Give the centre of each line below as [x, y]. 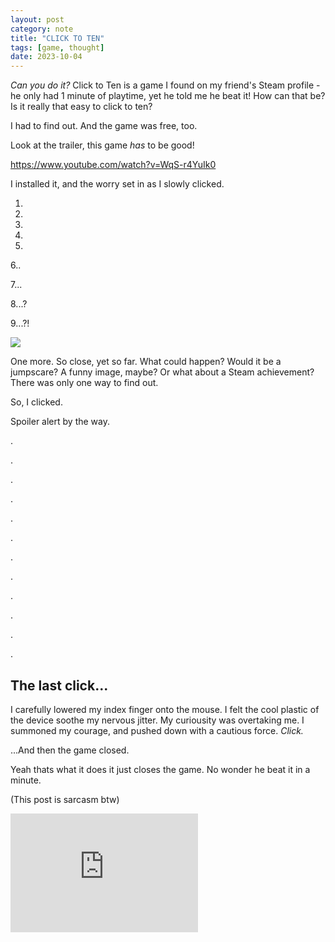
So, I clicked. [36, 402]
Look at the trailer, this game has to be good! [102, 145]
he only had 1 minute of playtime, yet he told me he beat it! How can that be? [168, 96]
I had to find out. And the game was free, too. [104, 126]
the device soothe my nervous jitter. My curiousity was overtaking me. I [157, 720]
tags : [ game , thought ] [57, 47]
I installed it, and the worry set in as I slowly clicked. [117, 184]
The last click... [59, 685]
